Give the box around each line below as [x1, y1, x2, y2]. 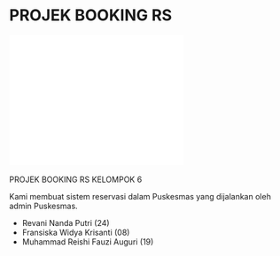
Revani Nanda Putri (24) [21, 217, 110, 228]
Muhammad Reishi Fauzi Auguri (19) [21, 236, 154, 247]
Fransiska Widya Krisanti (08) [21, 227, 130, 237]
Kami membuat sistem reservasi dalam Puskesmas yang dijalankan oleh [9, 191, 272, 201]
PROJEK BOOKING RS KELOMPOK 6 [9, 174, 143, 184]
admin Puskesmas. [9, 200, 78, 211]
